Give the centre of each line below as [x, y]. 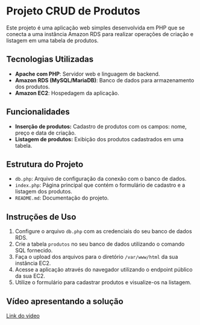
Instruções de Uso [41, 217]
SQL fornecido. [34, 251]
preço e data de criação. [45, 133]
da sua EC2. [30, 276]
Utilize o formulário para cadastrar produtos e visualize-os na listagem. [103, 282]
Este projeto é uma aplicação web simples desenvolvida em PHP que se [95, 28]
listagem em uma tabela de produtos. [52, 40]
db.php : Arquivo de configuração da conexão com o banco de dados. [101, 179]
